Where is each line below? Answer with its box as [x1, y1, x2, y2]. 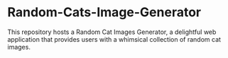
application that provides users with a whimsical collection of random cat [7, 35, 222, 43]
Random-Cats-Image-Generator [7, 4, 201, 21]
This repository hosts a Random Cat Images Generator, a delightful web [7, 28, 217, 36]
